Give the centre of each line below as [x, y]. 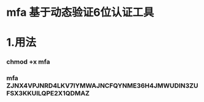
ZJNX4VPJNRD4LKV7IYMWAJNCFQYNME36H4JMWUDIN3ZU [102, 86]
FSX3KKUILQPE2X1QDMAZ [48, 93]
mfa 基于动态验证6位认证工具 [80, 12]
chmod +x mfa [28, 62]
